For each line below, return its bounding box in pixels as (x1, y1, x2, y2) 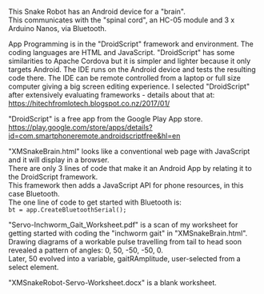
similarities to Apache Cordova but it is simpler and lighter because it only (8, 56, 251, 66)
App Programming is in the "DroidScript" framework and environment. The (8, 39, 254, 49)
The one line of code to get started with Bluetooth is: (8, 197, 182, 207)
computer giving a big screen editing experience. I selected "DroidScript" (8, 81, 250, 91)
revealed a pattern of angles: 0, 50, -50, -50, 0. (8, 245, 164, 255)
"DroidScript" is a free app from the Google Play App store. (8, 114, 203, 123)
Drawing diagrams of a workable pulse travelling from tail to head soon (8, 237, 242, 246)
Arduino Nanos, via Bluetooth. (8, 24, 107, 33)
